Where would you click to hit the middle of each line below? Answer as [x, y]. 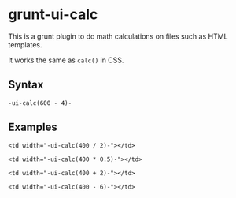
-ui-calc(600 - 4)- [40, 103]
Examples [33, 127]
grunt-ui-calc [53, 15]
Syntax [26, 85]
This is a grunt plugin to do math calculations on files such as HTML [118, 36]
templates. [25, 44]
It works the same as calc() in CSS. [66, 60]
